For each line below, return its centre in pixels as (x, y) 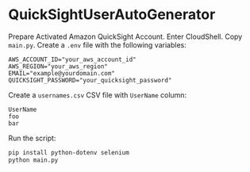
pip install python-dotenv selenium (69, 152)
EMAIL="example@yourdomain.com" (62, 73)
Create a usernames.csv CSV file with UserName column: (98, 95)
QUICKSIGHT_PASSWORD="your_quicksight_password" (90, 80)
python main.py (33, 160)
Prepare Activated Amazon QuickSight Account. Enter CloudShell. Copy (125, 36)
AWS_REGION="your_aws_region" (58, 66)
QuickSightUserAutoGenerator (112, 15)
